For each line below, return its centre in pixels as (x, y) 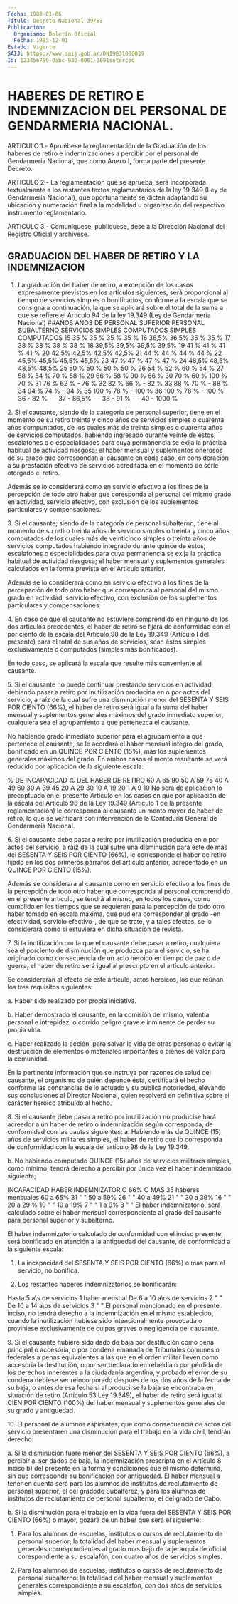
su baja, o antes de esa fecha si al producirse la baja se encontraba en (110, 1387)
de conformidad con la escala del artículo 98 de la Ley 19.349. (98, 1147)
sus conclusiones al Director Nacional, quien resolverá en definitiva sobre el (118, 1095)
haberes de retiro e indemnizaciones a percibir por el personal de (103, 153)
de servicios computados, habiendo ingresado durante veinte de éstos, (112, 435)
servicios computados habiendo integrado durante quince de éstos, (107, 545)
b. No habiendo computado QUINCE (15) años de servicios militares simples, (119, 1161)
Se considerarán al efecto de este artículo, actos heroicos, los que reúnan (115, 979)
